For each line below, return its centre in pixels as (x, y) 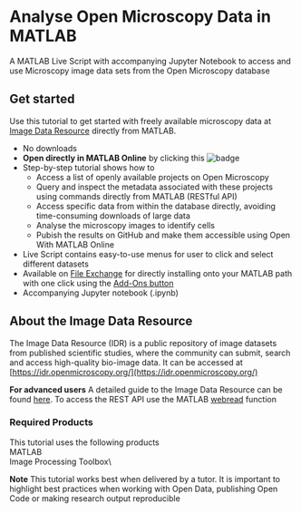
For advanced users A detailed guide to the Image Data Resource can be (146, 389)
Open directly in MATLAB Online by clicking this (114, 158)
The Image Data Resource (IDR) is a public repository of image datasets (143, 343)
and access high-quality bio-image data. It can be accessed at (126, 362)
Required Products (51, 422)
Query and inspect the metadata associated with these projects (155, 187)
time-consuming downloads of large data (113, 216)
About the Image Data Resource (101, 321)
